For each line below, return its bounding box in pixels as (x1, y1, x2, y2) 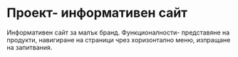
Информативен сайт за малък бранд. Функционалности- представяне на (6, 28, 230, 37)
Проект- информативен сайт (6, 5, 188, 21)
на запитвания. (6, 43, 53, 51)
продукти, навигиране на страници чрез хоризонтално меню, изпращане (6, 35, 231, 44)
